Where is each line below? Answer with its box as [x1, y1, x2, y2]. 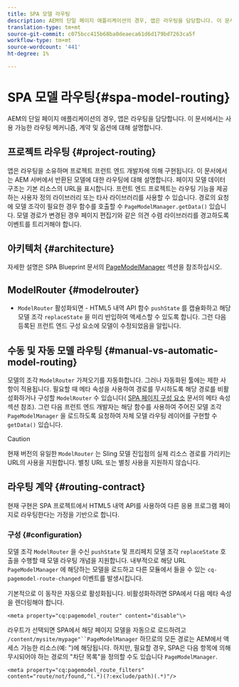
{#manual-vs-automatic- [104, 344, 218, 356]
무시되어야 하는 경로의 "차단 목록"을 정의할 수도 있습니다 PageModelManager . [7, 653, 218, 661]
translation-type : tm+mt [7, 24, 81, 31]
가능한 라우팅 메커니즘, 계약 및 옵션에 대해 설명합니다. [14, 123, 163, 132]
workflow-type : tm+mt [7, 37, 72, 44]
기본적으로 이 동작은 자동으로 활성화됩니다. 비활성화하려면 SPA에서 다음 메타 [7, 589, 219, 598]
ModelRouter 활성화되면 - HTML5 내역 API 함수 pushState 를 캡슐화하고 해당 [17, 304, 231, 312]
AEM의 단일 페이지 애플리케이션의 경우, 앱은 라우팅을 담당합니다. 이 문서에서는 [7, 114, 224, 123]
